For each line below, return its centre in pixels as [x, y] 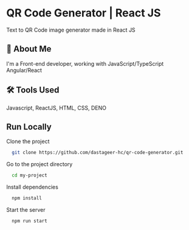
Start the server [26, 210]
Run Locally [29, 127]
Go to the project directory [40, 164]
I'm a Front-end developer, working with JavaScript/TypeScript [85, 63]
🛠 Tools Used [33, 90]
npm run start [29, 221]
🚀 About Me [29, 49]
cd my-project [29, 176]
